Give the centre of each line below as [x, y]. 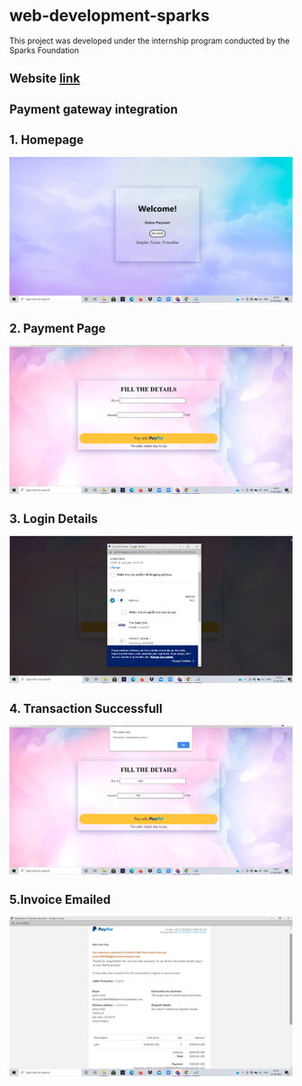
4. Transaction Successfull [86, 708]
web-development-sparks [110, 16]
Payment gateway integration [93, 109]
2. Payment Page [58, 329]
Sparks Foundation [44, 50]
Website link [45, 79]
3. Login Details [54, 519]
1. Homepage [47, 140]
